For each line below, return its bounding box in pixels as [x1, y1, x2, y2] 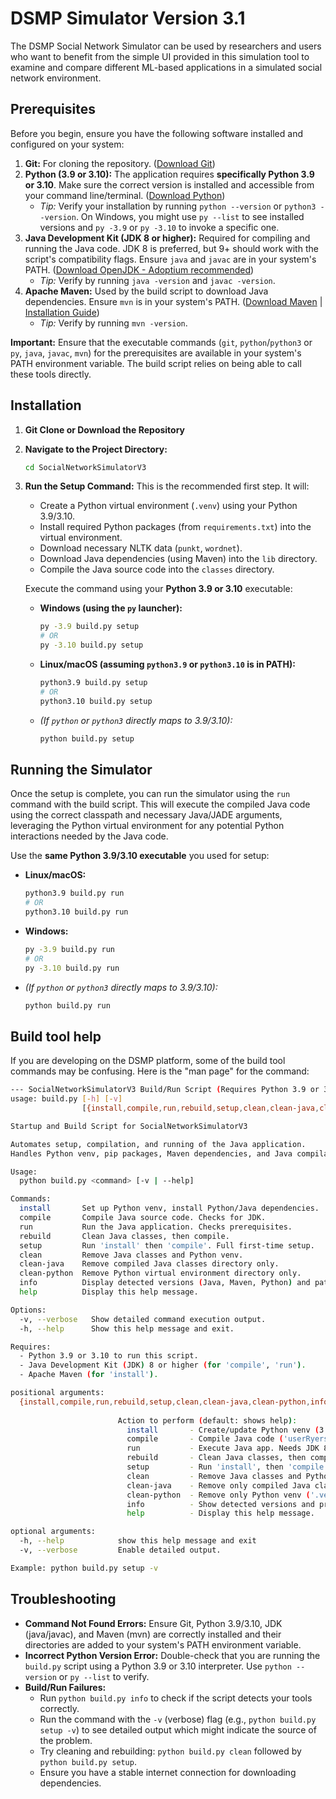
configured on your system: [10, 138, 125, 150]
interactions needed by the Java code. [10, 830, 169, 842]
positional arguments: [10, 1388, 105, 1398]
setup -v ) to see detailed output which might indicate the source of [39, 1723, 317, 1736]
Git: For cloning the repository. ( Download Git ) [24, 157, 216, 169]
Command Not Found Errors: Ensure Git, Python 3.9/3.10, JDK [24, 1617, 283, 1629]
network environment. [10, 72, 102, 84]
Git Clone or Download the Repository [24, 423, 186, 436]
